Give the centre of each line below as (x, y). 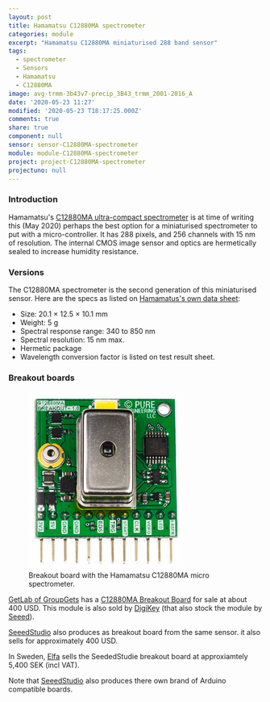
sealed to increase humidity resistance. (73, 251)
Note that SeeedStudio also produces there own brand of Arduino (117, 681)
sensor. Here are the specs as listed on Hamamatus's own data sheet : (124, 298)
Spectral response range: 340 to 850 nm (87, 331)
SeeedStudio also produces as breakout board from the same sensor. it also (134, 633)
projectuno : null (37, 170)
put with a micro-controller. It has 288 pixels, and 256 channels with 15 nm (132, 234)
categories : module (41, 34)
